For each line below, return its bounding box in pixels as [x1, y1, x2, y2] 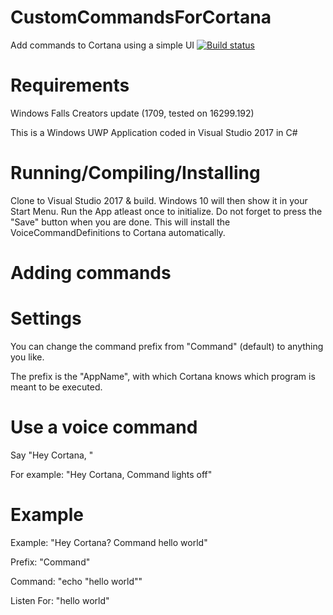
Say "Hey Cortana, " [10, 449, 94, 461]
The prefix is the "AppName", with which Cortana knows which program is [10, 370, 316, 382]
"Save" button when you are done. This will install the [10, 216, 231, 228]
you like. [10, 351, 45, 363]
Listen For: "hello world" [10, 594, 110, 606]
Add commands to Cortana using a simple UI [10, 39, 195, 51]
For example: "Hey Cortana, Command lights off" [10, 468, 213, 480]
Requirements [10, 74, 130, 97]
